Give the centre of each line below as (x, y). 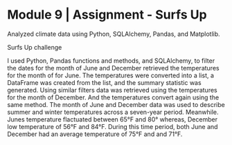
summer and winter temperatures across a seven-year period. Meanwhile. (113, 112)
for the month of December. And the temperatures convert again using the (113, 97)
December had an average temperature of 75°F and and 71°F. (95, 134)
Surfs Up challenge (35, 47)
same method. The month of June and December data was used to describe (116, 104)
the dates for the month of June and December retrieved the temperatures (113, 68)
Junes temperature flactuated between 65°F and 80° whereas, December (113, 119)
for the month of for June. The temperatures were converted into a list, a (111, 75)
